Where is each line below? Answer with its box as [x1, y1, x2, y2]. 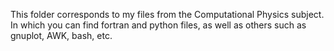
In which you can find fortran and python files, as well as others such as [10, 19, 307, 31]
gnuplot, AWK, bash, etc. [10, 30, 113, 41]
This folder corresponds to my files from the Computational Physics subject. [10, 9, 325, 20]
